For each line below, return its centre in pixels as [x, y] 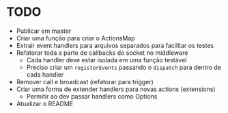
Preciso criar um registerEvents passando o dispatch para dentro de [124, 67]
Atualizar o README [45, 103]
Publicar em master [44, 31]
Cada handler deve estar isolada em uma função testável [106, 60]
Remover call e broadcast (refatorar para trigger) [85, 81]
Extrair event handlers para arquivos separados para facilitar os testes [115, 45]
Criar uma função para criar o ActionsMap [75, 38]
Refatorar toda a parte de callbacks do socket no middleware [102, 53]
